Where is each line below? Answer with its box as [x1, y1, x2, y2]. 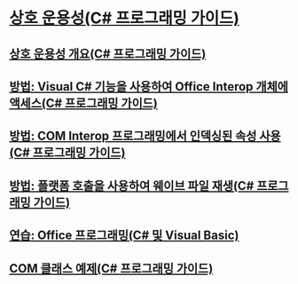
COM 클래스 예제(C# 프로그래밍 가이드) [9, 261, 214, 276]
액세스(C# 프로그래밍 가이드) [9, 95, 158, 111]
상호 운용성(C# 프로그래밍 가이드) [9, 8, 239, 28]
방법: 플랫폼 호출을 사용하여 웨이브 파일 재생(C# [9, 178, 255, 193]
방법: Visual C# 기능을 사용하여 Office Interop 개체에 [9, 79, 288, 94]
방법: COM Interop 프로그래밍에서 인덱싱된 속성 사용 [9, 129, 281, 144]
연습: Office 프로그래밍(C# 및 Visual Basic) [9, 228, 239, 243]
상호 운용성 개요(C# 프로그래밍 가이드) [9, 46, 207, 61]
